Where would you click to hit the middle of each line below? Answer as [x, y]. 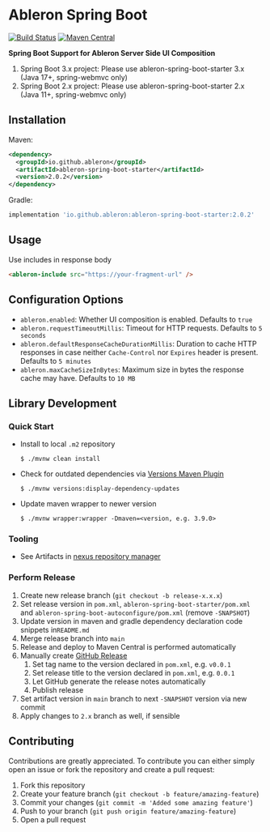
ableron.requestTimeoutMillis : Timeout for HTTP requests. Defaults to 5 [141, 328]
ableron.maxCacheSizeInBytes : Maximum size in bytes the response [132, 369]
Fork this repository [53, 785]
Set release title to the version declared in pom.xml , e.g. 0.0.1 [133, 672]
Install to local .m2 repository [67, 444]
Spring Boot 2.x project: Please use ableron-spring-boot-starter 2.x [132, 86]
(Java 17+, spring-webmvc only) [74, 77]
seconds [33, 335]
